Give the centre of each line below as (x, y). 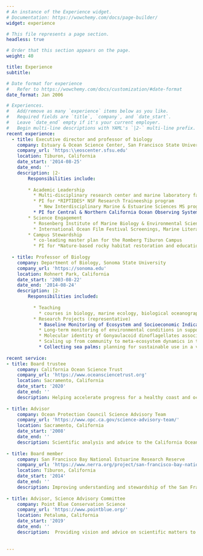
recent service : (27, 358)
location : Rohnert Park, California (63, 274)
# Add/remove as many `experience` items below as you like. (88, 111)
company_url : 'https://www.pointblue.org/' (73, 510)
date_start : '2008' (42, 431)
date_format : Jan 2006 (35, 95)
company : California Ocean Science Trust (70, 369)
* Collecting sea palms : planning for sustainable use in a (116, 347)
